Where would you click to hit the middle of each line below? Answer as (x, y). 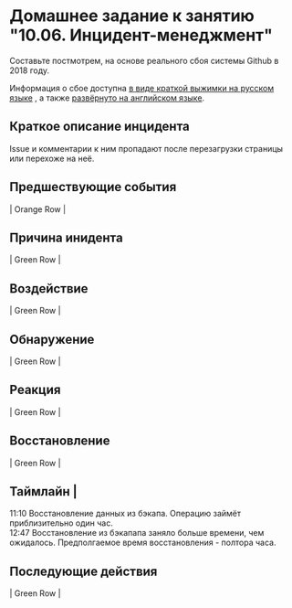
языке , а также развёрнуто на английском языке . (107, 98)
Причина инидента (66, 237)
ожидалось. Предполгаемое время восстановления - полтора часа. (143, 543)
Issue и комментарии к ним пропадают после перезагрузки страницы (146, 148)
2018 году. (30, 70)
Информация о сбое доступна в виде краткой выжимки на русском (142, 88)
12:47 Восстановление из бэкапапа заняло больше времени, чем (137, 533)
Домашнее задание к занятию (132, 16)
